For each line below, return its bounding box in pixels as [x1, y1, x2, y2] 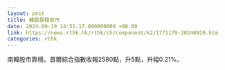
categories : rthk [7, 36, 57, 43]
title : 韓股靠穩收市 [7, 16, 60, 23]
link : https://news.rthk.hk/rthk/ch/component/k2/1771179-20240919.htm [7, 29, 218, 36]
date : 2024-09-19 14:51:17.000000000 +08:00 [7, 23, 138, 30]
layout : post [7, 10, 45, 17]
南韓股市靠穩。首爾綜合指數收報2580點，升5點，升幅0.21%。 [7, 56, 183, 64]
